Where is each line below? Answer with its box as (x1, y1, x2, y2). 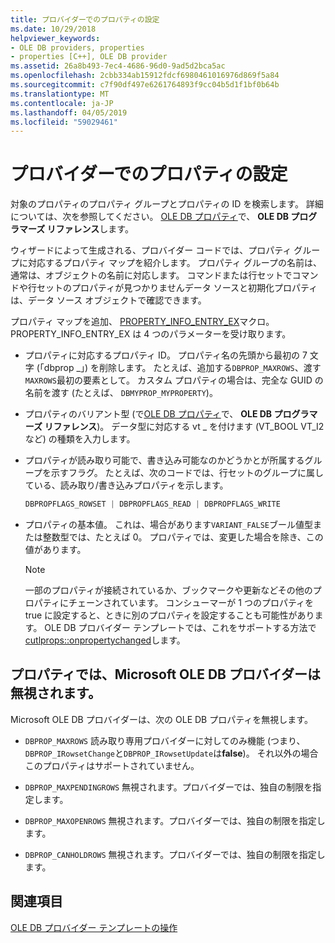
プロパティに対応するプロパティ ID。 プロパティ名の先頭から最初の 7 (24, 349, 308, 361)
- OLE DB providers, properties (10, 42, 145, 53)
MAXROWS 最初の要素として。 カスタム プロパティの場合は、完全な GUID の (24, 374, 324, 386)
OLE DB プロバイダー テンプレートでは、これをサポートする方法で (44, 622, 317, 634)
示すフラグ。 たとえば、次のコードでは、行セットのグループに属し (50, 467, 324, 479)
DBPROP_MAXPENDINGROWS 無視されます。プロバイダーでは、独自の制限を (24, 781, 313, 793)
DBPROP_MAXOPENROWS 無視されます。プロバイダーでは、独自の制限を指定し (24, 814, 326, 826)
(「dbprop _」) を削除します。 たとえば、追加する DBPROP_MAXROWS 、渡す (36, 362, 322, 374)
